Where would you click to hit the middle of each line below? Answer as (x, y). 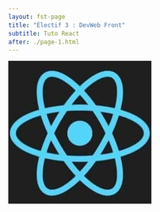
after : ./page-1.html (44, 42)
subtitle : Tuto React (44, 33)
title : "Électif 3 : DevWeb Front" (67, 25)
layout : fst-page (37, 17)
